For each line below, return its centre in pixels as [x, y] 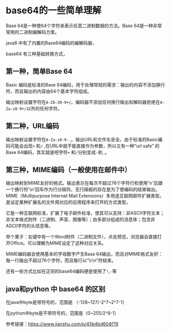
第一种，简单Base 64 [39, 71]
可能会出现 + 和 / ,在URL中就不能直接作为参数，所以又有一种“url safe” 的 [85, 146]
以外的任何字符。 [44, 108]
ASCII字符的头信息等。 [30, 226]
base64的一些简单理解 [53, 10]
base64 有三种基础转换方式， [37, 54]
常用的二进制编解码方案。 [33, 32]
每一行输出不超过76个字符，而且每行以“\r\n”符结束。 [61, 260]
